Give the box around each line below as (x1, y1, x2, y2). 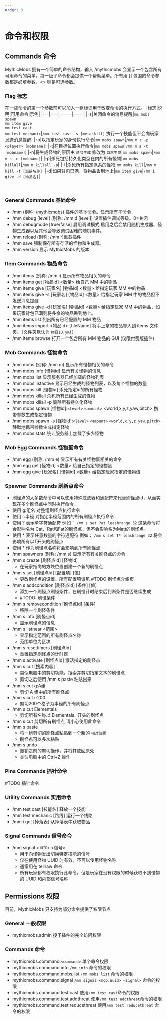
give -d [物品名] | (5, 173, 40, 179)
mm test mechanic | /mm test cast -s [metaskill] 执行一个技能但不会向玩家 (5, 130, 159, 136)
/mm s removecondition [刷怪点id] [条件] (12, 601, 96, 607)
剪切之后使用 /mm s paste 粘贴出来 (19, 676, 92, 683)
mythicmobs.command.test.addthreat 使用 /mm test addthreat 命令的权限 (12, 996, 162, 1002)
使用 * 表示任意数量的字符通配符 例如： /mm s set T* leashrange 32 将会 (12, 532, 162, 538)
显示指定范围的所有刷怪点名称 (19, 632, 81, 638)
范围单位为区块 (19, 639, 51, 645)
